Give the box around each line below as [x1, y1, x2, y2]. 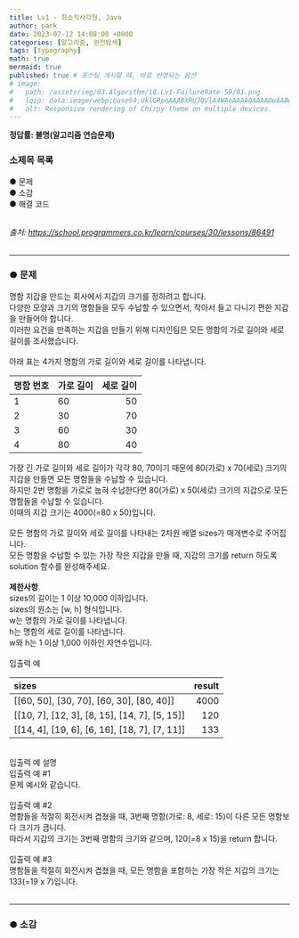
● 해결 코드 [9, 198, 51, 209]
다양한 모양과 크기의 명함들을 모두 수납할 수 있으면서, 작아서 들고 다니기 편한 [9, 302, 273, 313]
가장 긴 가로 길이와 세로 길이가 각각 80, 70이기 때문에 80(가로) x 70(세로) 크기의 [9, 462, 287, 473]
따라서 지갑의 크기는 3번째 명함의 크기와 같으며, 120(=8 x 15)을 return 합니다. [9, 833, 278, 844]
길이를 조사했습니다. [9, 335, 78, 346]
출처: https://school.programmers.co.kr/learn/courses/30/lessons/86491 [9, 226, 274, 237]
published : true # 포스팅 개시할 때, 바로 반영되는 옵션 [9, 71, 197, 80]
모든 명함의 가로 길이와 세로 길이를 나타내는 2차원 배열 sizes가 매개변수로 [9, 527, 263, 538]
